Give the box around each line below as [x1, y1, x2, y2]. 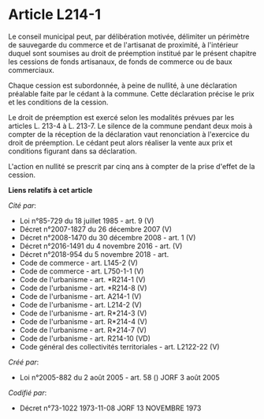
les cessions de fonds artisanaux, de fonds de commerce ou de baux [8, 57, 232, 66]
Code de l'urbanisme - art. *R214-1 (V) [19, 274, 146, 284]
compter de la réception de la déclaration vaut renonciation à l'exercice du [8, 129, 250, 139]
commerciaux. [8, 65, 55, 74]
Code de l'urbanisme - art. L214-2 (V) [19, 300, 142, 309]
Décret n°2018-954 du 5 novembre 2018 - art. [19, 249, 169, 259]
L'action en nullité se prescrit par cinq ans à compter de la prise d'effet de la [8, 161, 255, 171]
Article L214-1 [8, 6, 101, 24]
